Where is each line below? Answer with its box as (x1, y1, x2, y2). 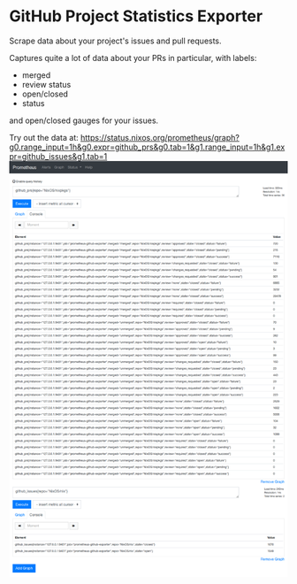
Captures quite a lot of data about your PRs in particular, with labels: (9, 52, 257, 63)
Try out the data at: (9, 132, 80, 142)
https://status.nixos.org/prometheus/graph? (80, 132, 240, 142)
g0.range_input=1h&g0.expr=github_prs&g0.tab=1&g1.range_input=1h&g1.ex (9, 142, 286, 152)
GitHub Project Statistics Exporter (9, 6, 263, 27)
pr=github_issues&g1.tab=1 (9, 150, 108, 161)
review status (21, 79, 72, 89)
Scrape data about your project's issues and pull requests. (9, 35, 223, 46)
